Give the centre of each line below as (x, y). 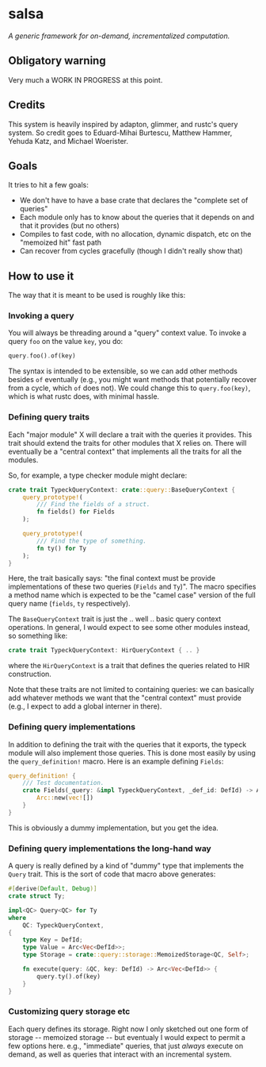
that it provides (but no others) (70, 226)
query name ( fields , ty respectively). (69, 604)
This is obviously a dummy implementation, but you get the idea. (114, 828)
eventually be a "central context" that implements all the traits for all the (125, 451)
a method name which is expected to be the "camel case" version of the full (132, 595)
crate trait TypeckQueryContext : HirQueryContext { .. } (104, 651)
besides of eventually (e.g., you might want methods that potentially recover (133, 380)
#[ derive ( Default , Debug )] (53, 889)
